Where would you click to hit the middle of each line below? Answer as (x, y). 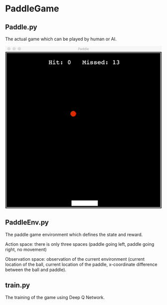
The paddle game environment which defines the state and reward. (74, 234)
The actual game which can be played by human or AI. (61, 39)
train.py (18, 285)
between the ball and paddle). (36, 270)
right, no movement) (26, 249)
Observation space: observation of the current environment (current (75, 259)
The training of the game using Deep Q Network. (55, 297)
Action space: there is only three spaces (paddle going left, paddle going (80, 244)
